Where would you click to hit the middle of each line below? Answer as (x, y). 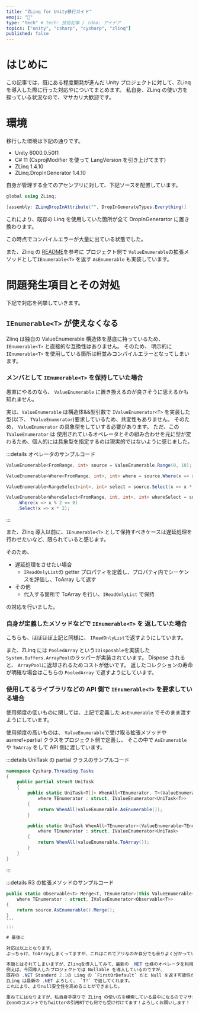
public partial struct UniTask (55, 782)
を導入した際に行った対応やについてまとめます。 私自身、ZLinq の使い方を (97, 90)
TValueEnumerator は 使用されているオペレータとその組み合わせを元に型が (96, 434)
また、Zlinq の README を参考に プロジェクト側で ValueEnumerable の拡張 (95, 251)
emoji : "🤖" (20, 17)
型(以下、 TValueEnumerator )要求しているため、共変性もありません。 (89, 419)
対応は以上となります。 (30, 948)
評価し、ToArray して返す (65, 579)
